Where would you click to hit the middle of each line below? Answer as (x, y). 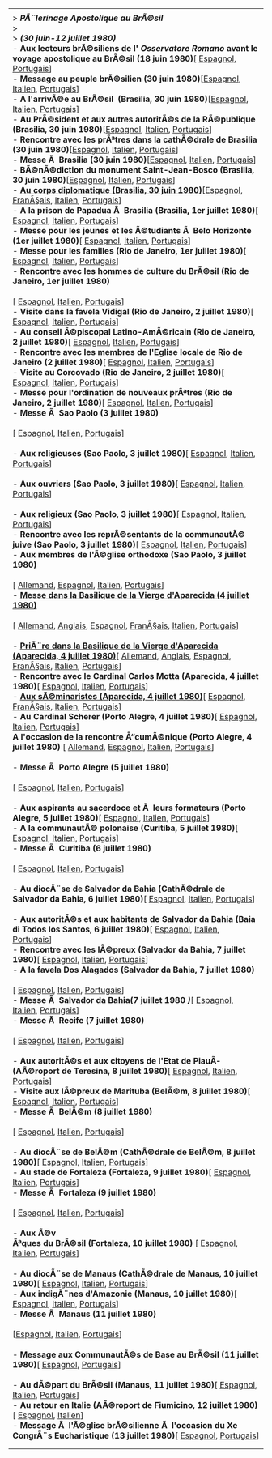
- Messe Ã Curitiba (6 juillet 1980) (82, 848)
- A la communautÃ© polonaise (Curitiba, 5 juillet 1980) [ (125, 828)
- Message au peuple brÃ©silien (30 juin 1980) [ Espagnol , (127, 79)
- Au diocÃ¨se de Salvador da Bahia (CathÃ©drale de (119, 889)
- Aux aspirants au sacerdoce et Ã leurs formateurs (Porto (130, 808)
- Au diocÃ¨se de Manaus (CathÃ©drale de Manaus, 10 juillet (135, 1273)
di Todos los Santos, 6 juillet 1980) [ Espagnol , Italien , (116, 929)
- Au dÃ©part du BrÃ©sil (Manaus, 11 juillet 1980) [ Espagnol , (135, 1385)
